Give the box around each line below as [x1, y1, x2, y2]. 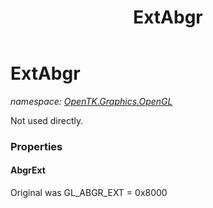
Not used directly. [10, 114, 84, 126]
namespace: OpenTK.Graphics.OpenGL [10, 95, 173, 107]
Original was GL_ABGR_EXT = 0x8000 [10, 187, 168, 199]
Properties [10, 139, 63, 153]
